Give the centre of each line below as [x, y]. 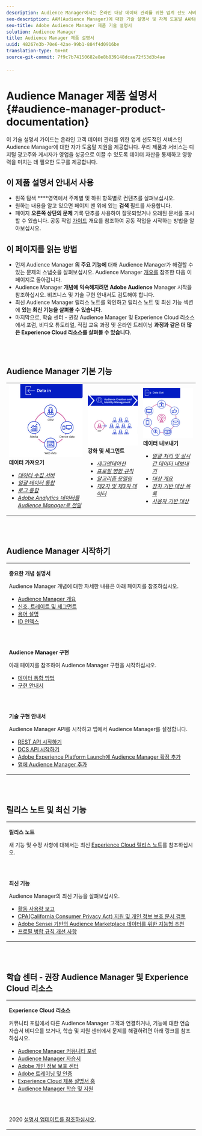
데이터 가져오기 [26, 463]
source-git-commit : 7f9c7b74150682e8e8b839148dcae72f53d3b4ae [86, 57]
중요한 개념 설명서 [30, 573]
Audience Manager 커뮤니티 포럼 [57, 1051]
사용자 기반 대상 [170, 501]
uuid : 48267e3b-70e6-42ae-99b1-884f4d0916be [63, 45]
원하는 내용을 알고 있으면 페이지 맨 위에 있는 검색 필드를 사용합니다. [93, 206]
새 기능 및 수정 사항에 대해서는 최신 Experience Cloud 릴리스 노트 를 [88, 845]
